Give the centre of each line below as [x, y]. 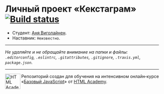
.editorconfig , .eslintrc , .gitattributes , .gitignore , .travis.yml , [73, 57]
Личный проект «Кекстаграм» [71, 9]
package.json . [19, 62]
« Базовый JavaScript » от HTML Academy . [64, 81]
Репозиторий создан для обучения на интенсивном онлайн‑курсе [90, 76]
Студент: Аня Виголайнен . [39, 33]
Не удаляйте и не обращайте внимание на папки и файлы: [66, 52]
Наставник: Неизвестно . [36, 38]
